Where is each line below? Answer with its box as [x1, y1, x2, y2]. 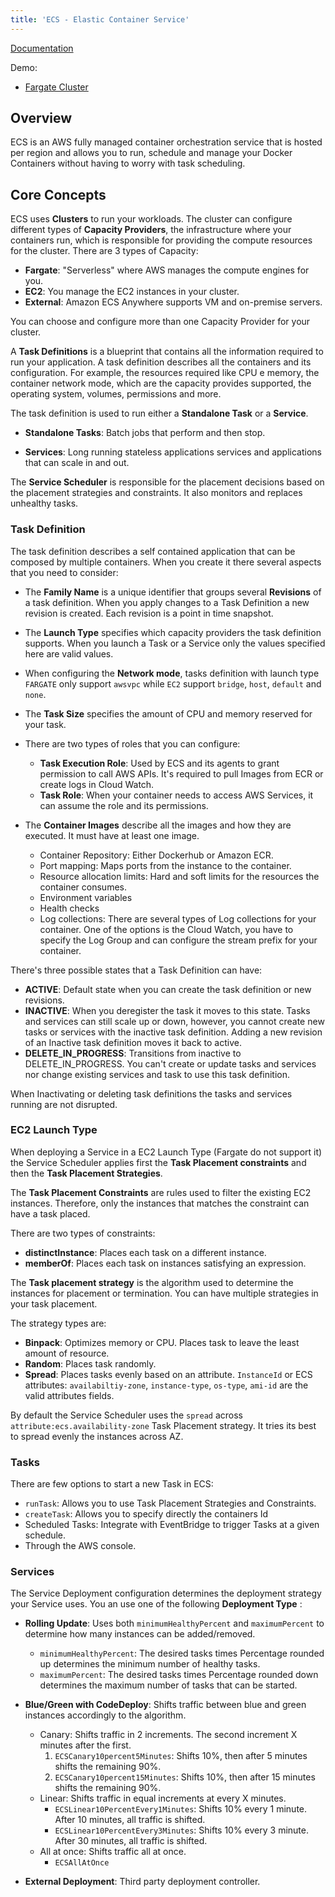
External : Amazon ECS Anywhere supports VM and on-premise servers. [24, 296, 323, 308]
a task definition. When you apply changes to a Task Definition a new [24, 596, 310, 608]
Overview [10, 110, 73, 127]
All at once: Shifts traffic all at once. [39, 1846, 187, 1858]
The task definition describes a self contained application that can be [10, 545, 296, 557]
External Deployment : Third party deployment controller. [24, 1876, 261, 1888]
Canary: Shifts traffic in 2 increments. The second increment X [39, 1729, 298, 1741]
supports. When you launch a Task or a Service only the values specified [24, 637, 326, 649]
